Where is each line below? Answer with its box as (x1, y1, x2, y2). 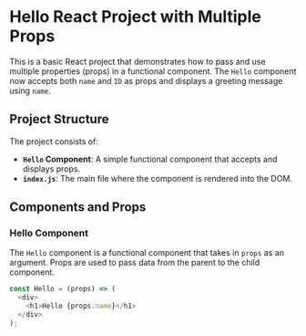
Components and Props (9, 199, 147, 215)
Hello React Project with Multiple (9, 6, 261, 27)
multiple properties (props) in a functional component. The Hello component (9, 66, 297, 77)
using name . (9, 85, 52, 96)
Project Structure (9, 111, 109, 127)
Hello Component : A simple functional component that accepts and (22, 153, 278, 164)
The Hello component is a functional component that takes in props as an (9, 247, 285, 258)
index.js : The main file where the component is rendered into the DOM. (22, 173, 293, 184)
